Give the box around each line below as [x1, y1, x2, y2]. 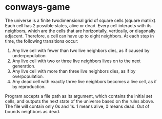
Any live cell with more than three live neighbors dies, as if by [12, 68, 136, 74]
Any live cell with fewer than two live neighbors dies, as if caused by [12, 48, 150, 53]
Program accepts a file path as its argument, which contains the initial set [5, 93, 153, 99]
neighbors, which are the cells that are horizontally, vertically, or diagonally [5, 28, 156, 34]
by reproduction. [12, 84, 46, 89]
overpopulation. [12, 73, 44, 79]
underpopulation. [12, 52, 47, 58]
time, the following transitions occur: [5, 38, 79, 44]
